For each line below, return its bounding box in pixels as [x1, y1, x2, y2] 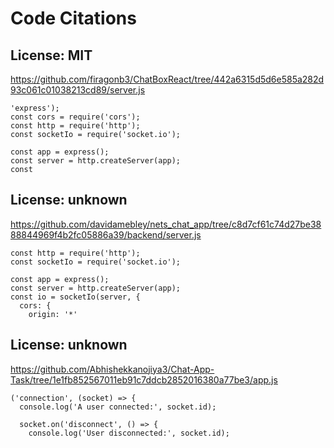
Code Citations [10, 7, 137, 30]
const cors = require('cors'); [10, 112, 141, 122]
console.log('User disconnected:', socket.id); [28, 428, 230, 438]
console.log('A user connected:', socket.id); [19, 402, 217, 412]
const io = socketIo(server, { [10, 292, 141, 302]
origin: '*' [28, 309, 78, 319]
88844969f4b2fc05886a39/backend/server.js [10, 228, 202, 241]
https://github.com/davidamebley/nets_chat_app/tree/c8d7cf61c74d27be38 [10, 218, 322, 230]
